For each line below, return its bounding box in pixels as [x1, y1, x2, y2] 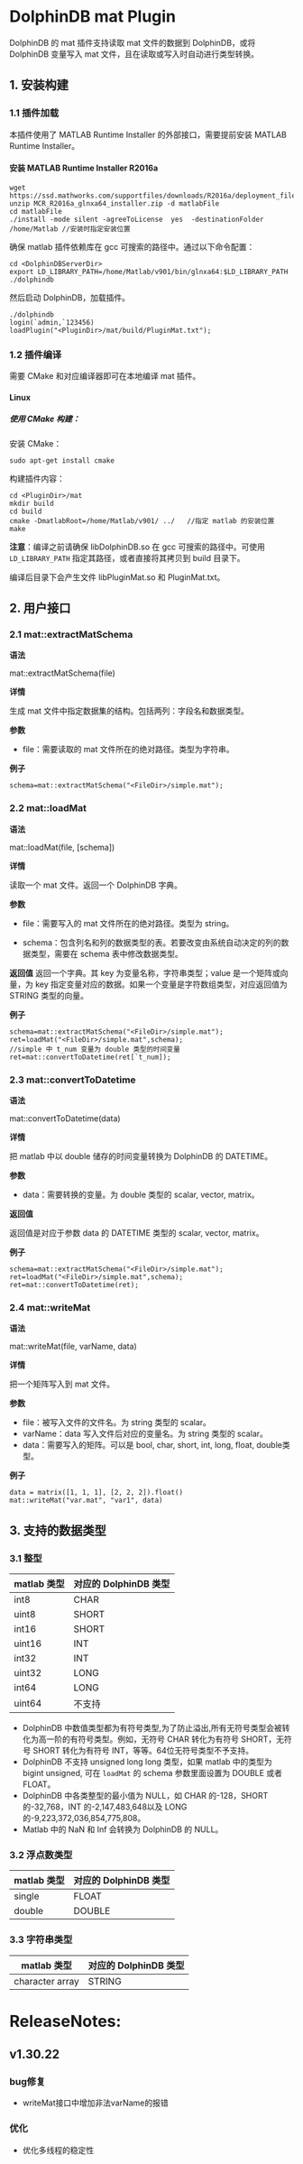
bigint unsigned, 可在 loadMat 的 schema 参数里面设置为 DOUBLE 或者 [22, 1767, 282, 1778]
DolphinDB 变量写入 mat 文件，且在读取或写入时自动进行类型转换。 [9, 48, 260, 60]
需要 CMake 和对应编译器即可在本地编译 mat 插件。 [9, 371, 201, 382]
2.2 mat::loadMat [9, 802, 87, 815]
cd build [9, 507, 42, 516]
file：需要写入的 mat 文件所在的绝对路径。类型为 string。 [22, 917, 234, 928]
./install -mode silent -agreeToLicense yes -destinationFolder [9, 215, 264, 224]
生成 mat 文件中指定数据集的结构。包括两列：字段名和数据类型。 [9, 705, 250, 716]
